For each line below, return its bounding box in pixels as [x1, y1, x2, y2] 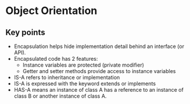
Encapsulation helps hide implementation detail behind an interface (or [13, 43, 185, 50]
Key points [5, 27, 46, 37]
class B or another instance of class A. [13, 92, 107, 99]
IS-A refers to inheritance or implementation [13, 74, 120, 81]
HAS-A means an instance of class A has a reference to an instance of [13, 86, 184, 93]
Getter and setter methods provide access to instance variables [22, 68, 176, 74]
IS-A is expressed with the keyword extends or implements [13, 80, 156, 87]
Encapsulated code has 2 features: [13, 56, 98, 62]
